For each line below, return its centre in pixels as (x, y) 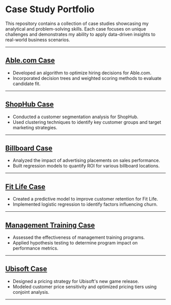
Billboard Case (29, 148)
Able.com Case (30, 60)
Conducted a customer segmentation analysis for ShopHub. (75, 117)
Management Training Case (50, 225)
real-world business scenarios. (38, 40)
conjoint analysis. (31, 292)
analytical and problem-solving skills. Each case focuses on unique (76, 29)
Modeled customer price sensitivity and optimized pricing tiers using (84, 287)
